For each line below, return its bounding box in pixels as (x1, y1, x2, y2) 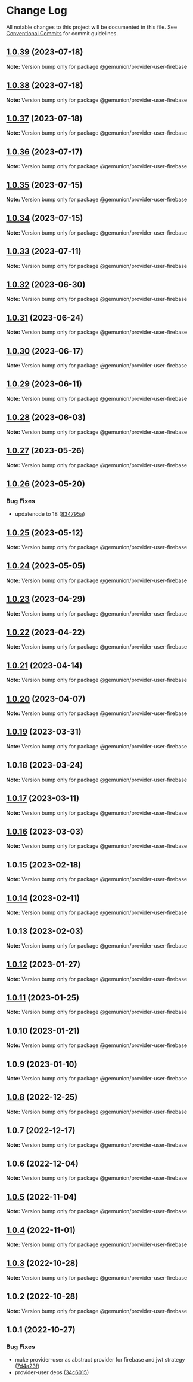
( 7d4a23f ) (14, 1362, 40, 1370)
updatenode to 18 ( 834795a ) (14, 510, 85, 518)
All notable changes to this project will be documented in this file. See (6, 23, 178, 31)
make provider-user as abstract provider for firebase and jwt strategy (14, 1356, 185, 1363)
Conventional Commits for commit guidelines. (6, 29, 118, 36)
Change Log (6, 4, 67, 17)
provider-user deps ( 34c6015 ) (14, 1369, 89, 1376)
